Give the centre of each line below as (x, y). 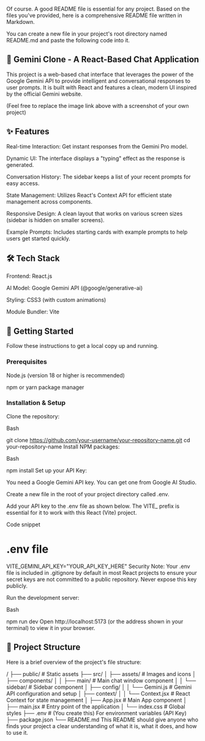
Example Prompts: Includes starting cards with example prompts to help (97, 232)
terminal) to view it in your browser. (51, 628)
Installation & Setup (36, 403)
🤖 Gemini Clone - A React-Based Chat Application (103, 60)
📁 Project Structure (43, 647)
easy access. (23, 183)
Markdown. (20, 22)
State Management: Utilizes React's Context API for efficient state (89, 195)
